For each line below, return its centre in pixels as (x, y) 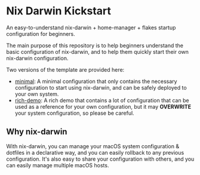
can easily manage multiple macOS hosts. (58, 165)
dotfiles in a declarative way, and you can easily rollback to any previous (95, 152)
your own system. (37, 94)
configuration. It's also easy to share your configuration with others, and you (100, 159)
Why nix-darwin (37, 132)
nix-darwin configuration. (37, 58)
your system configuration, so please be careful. (74, 113)
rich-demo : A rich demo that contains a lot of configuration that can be (102, 100)
